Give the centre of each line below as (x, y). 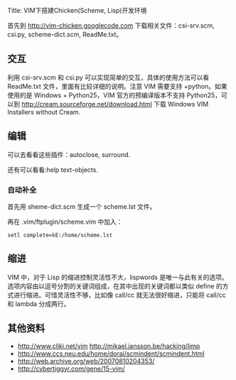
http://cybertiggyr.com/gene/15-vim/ (71, 369)
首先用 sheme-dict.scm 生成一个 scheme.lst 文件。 (82, 206)
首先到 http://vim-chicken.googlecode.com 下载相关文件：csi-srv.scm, (111, 26)
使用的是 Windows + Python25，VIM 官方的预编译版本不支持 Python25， (114, 95)
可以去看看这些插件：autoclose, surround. (69, 154)
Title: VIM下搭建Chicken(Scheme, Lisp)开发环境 (77, 10)
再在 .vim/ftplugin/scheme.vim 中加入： (65, 222)
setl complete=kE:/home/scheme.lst (60, 235)
